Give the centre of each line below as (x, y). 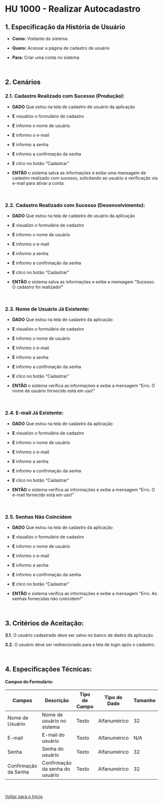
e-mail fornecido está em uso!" (43, 495)
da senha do (56, 769)
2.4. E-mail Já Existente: (34, 413)
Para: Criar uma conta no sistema (46, 57)
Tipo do (113, 697)
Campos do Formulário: (29, 682)
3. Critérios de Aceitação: (44, 624)
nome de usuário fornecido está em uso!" (54, 391)
